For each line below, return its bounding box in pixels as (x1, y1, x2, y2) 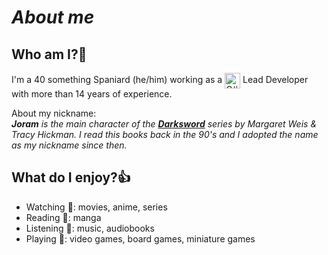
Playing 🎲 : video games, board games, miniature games (25, 232, 256, 245)
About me (11, 6, 95, 29)
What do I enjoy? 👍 (11, 169, 131, 186)
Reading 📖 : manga (25, 211, 102, 223)
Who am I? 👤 (11, 46, 88, 63)
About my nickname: (11, 107, 97, 119)
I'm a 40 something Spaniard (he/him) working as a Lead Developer (11, 74, 309, 86)
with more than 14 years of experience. (11, 88, 173, 100)
